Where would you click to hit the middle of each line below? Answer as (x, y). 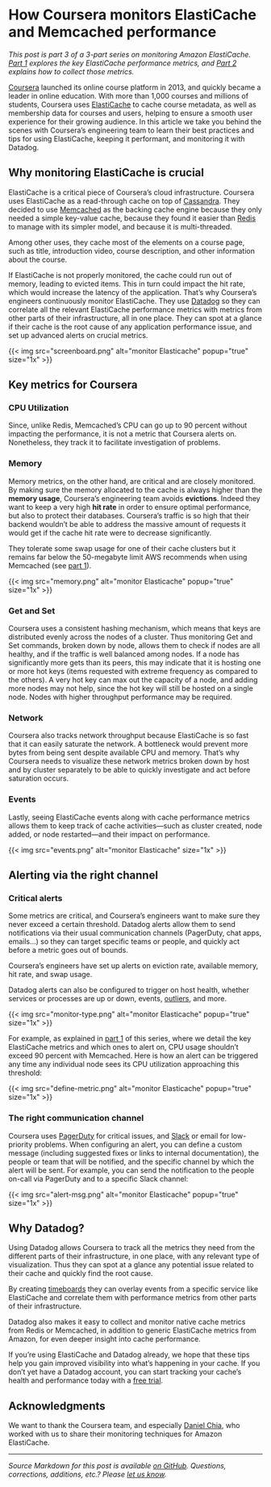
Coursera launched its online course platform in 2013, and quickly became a (135, 87)
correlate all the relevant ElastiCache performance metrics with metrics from (135, 310)
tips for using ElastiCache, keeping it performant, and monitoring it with (127, 138)
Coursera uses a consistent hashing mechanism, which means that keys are (134, 629)
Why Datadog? (46, 1228)
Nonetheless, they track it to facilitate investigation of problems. (115, 443)
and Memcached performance (113, 32)
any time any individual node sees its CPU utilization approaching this (124, 1064)
